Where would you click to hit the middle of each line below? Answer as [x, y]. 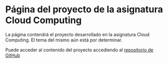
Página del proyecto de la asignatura [84, 9]
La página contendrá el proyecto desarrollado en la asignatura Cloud [77, 34]
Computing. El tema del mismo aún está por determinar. [64, 40]
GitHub [13, 55]
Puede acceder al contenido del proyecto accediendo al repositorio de [79, 50]
